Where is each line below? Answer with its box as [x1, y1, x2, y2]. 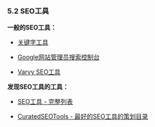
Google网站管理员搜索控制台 [17, 53, 100, 61]
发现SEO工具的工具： [7, 82, 69, 91]
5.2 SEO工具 [7, 6, 50, 15]
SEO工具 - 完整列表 [17, 98, 73, 106]
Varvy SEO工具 [17, 68, 61, 76]
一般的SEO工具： [7, 23, 57, 32]
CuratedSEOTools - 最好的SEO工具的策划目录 [17, 112, 149, 121]
